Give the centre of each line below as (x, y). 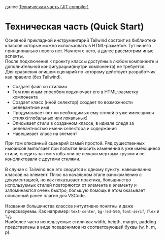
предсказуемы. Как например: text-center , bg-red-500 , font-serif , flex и (82, 211)
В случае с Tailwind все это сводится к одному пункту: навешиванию (78, 169)
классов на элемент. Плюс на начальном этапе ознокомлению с (73, 174)
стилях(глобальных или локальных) (50, 118)
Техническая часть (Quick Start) (75, 27)
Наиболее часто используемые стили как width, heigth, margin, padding (81, 222)
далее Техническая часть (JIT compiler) (47, 7)
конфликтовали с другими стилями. (43, 159)
